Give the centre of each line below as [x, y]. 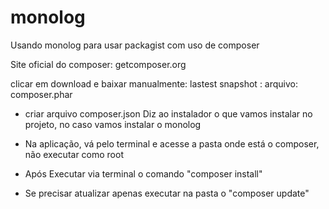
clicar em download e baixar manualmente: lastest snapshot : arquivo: [154, 83]
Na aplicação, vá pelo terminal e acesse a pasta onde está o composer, [172, 143]
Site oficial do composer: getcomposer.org [98, 64]
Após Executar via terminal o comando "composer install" [143, 173]
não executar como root [74, 154]
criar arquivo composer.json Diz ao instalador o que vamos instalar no [168, 113]
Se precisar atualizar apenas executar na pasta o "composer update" [167, 193]
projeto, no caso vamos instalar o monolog [113, 124]
